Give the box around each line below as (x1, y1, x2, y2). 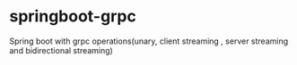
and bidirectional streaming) (9, 45, 114, 55)
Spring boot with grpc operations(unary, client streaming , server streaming (9, 36, 289, 46)
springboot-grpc (9, 6, 136, 27)
